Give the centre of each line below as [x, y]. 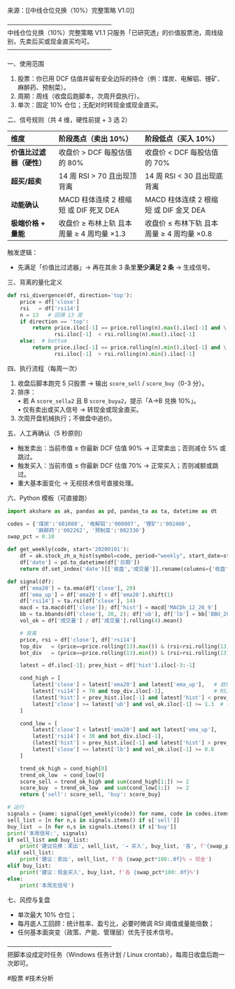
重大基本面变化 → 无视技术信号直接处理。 [77, 483]
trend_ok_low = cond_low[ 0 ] [62, 775]
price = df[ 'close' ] [50, 302]
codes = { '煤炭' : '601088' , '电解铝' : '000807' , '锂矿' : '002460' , [99, 524]
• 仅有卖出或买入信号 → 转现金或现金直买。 [80, 409]
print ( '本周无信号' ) [47, 885]
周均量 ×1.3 [106, 234]
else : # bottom [44, 341]
